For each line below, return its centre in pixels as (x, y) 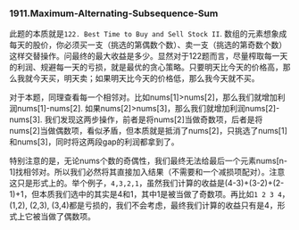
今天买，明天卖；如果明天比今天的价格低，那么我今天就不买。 (146, 78)
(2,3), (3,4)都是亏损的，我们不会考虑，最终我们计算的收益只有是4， (154, 205)
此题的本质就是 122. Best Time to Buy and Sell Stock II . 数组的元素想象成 (148, 34)
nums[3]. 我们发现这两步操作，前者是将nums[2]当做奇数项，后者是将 (136, 119)
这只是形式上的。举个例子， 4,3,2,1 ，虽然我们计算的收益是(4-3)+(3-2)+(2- (147, 183)
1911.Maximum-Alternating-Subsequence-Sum (114, 13)
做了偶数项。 (71, 217)
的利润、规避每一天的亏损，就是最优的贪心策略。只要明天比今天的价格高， (146, 67)
